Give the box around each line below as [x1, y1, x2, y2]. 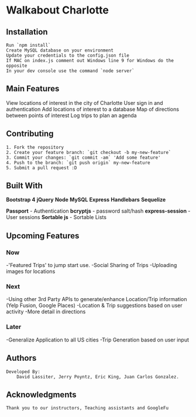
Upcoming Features [6, 231, 80, 241]
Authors [6, 353, 37, 363]
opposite [6, 63, 27, 69]
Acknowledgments [6, 389, 77, 399]
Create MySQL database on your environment [6, 47, 114, 53]
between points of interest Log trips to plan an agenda [6, 112, 137, 119]
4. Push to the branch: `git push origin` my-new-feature [6, 159, 150, 166]
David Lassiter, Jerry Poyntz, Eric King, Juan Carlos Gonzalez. [16, 374, 180, 380]
